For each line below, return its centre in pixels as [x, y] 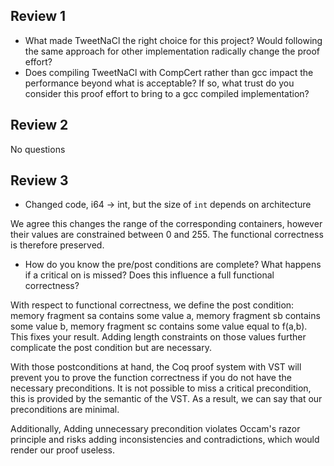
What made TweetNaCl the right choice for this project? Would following [173, 40]
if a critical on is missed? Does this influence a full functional [149, 275]
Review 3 [39, 180]
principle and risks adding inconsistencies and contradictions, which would [165, 440]
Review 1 [38, 16]
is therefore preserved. [57, 245]
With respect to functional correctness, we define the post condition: [152, 305]
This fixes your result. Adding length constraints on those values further [158, 337]
